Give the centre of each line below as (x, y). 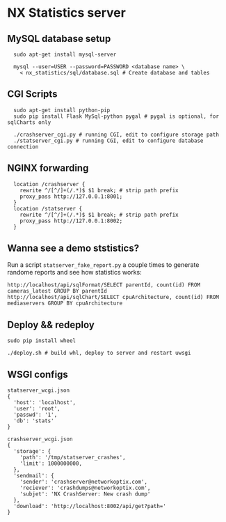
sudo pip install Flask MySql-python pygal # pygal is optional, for (116, 116)
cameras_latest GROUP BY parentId (57, 291)
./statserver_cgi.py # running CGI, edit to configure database (108, 141)
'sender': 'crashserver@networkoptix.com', (84, 482)
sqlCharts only (29, 122)
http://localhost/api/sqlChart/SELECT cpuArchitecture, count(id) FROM (113, 298)
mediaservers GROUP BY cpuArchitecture (65, 304)
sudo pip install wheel (42, 341)
